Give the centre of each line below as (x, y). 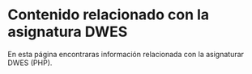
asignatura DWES (68, 32)
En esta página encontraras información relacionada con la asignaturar (126, 54)
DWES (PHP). (30, 63)
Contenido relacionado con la (109, 15)
